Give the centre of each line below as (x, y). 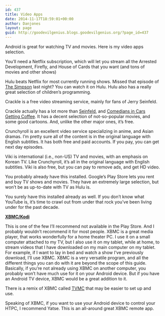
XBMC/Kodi (17, 217)
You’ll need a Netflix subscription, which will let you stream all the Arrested (81, 61)
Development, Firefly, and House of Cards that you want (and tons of (75, 67)
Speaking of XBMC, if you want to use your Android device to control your (80, 303)
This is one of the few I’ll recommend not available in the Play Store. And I (80, 226)
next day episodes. (24, 147)
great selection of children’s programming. (48, 92)
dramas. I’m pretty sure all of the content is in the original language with (78, 137)
